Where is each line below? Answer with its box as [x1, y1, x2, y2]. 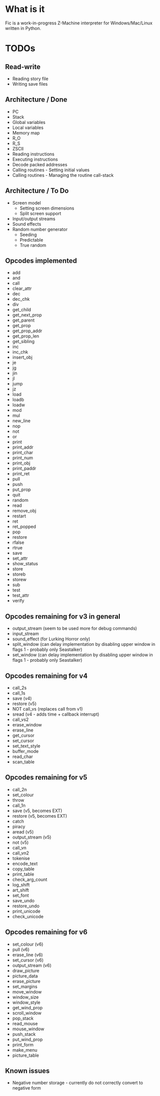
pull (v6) [12, 946, 30, 952]
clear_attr [12, 285, 32, 292]
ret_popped [12, 524, 36, 530]
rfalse [12, 539, 25, 546]
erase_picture [12, 978, 41, 984]
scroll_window [12, 1010, 42, 1016]
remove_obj [12, 508, 36, 514]
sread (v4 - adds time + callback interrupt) [12, 711, 100, 717]
